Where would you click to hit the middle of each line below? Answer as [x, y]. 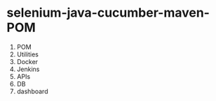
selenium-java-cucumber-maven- [108, 13]
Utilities [28, 54]
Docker [27, 61]
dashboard [32, 91]
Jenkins [28, 69]
